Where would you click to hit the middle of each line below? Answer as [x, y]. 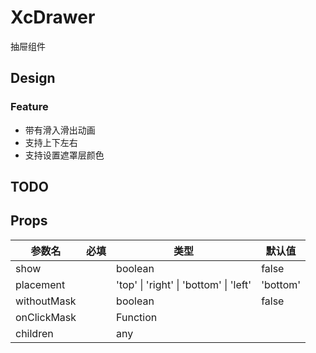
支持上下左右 [51, 142]
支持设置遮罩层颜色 [64, 155]
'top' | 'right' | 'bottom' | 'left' [184, 284]
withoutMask [46, 301]
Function [137, 317]
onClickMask [46, 317]
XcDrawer [53, 17]
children [34, 333]
